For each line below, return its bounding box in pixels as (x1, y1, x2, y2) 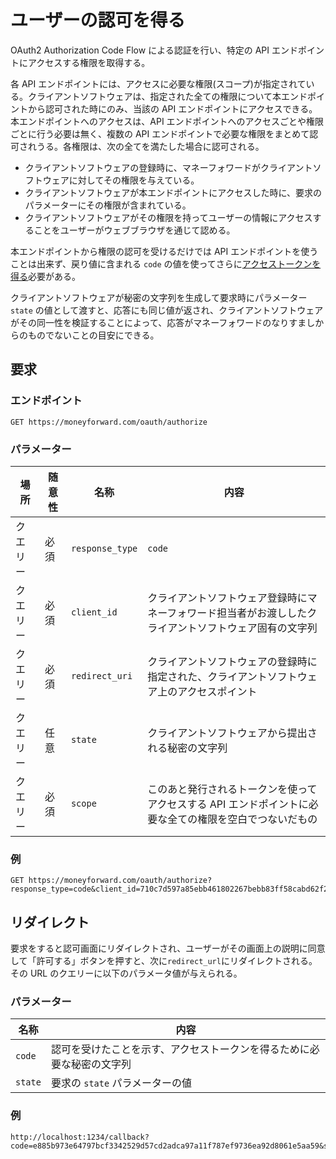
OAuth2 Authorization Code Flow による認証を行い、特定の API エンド (10, 44, 298, 56)
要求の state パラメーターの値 (50, 1076, 192, 1090)
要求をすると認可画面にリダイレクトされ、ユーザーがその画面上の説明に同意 (10, 942, 326, 955)
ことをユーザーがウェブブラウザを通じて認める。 (33, 224, 236, 236)
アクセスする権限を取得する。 (27, 56, 151, 68)
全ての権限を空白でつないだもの (167, 812, 318, 826)
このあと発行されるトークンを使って (147, 782, 318, 796)
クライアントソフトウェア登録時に (147, 591, 308, 605)
